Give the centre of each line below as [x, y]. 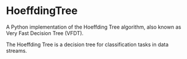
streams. [17, 50]
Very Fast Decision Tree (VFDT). [45, 33]
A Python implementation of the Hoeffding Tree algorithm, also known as [93, 27]
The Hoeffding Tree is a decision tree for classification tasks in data [87, 44]
